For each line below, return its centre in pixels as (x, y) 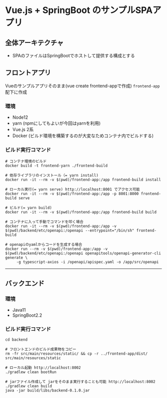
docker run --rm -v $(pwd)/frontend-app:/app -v (56, 249)
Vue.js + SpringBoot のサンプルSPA (79, 10)
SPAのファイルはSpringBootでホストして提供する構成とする (74, 56)
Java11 (19, 310)
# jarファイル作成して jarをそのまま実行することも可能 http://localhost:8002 (80, 382)
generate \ (16, 258)
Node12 (20, 117)
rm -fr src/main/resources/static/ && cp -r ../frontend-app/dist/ (77, 354)
